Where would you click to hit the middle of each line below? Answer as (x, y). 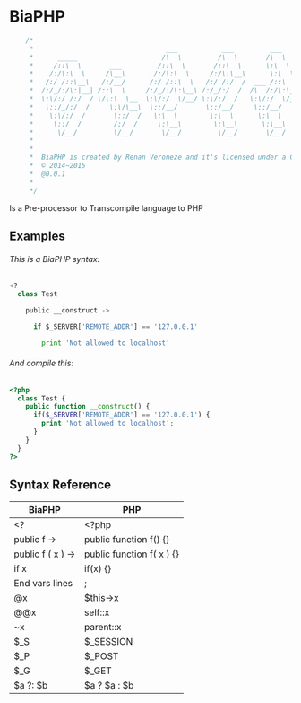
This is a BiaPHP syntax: (55, 259)
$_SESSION (108, 642)
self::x (97, 612)
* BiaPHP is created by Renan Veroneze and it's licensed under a (158, 158)
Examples (37, 236)
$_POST (101, 656)
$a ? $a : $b (109, 686)
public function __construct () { (88, 407)
